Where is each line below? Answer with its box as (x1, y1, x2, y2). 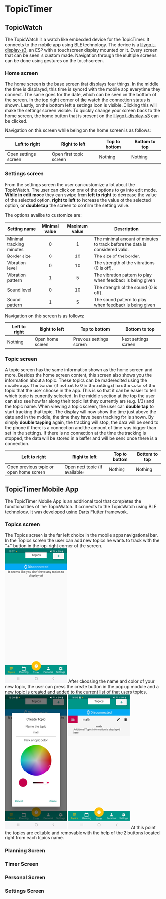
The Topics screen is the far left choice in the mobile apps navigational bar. (5, 532, 158, 538)
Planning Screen (5, 847, 46, 854)
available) (64, 469, 84, 475)
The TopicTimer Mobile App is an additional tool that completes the (5, 498, 142, 504)
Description (114, 226, 139, 232)
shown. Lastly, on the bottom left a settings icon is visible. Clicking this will (5, 102, 157, 108)
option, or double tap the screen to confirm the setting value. (5, 202, 130, 208)
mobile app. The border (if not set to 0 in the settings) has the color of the (5, 382, 156, 388)
